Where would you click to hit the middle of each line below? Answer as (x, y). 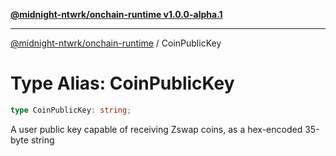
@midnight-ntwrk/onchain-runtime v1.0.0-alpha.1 (116, 14)
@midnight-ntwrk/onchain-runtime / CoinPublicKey (116, 43)
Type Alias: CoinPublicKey (122, 83)
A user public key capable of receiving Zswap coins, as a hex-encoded (156, 129)
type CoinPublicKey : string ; (71, 110)
